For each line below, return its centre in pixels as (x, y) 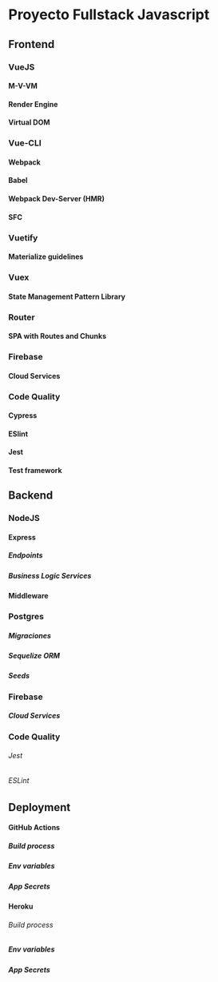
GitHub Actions (34, 828)
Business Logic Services (50, 575)
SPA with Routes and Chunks (57, 336)
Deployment (40, 807)
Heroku (21, 906)
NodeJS (24, 519)
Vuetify (23, 237)
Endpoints (26, 555)
